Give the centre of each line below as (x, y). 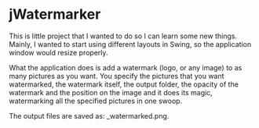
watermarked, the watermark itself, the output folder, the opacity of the (124, 84)
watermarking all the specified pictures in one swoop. (96, 101)
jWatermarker (55, 14)
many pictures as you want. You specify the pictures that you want (117, 76)
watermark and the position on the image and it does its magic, (111, 92)
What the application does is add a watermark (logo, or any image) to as (126, 67)
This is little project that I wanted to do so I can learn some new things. (123, 36)
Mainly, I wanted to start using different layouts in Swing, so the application (130, 44)
